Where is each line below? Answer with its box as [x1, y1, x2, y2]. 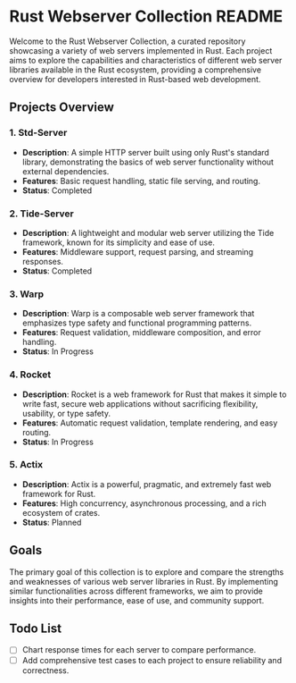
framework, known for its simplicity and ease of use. [21, 237, 216, 248]
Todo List [9, 621, 62, 637]
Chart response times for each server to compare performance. [21, 645, 257, 655]
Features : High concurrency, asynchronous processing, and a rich [21, 498, 267, 509]
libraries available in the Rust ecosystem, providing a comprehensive [9, 64, 261, 75]
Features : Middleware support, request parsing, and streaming [21, 246, 254, 257]
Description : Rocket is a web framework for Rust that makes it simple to [21, 389, 287, 400]
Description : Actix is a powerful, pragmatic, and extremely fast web [21, 478, 272, 489]
